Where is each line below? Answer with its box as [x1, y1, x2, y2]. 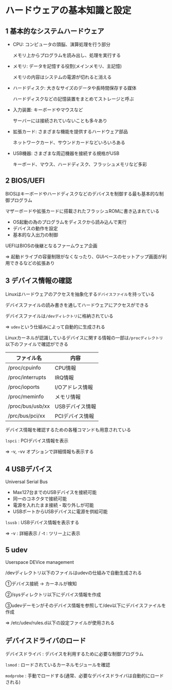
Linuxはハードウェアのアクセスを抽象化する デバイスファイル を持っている [5, 291, 155, 297]
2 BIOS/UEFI [5, 176, 45, 185]
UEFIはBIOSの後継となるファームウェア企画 [5, 242, 98, 249]
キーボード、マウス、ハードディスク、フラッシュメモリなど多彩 [12, 161, 147, 167]
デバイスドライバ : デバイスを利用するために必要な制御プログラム [5, 651, 144, 657]
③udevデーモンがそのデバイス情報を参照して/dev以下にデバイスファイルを [5, 602, 166, 608]
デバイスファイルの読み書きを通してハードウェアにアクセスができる [5, 302, 149, 308]
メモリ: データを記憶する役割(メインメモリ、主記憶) [12, 63, 122, 69]
